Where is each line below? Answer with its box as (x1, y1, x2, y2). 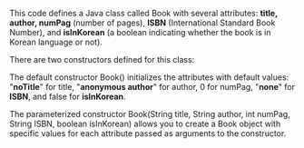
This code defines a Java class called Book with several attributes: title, (9, 8, 279, 18)
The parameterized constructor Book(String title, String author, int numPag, (9, 109, 290, 119)
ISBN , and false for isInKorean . (9, 91, 126, 102)
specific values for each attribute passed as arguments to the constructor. (9, 128, 287, 139)
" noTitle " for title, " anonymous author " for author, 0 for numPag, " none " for (9, 82, 295, 92)
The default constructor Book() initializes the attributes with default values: (9, 72, 289, 83)
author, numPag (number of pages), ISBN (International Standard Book (9, 17, 276, 28)
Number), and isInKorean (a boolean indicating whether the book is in (9, 27, 271, 37)
